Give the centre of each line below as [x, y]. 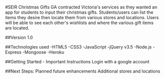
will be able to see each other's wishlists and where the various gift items [79, 23]
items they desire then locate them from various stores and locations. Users [82, 17]
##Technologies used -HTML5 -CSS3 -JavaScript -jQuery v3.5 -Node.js [78, 47]
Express [13, 52]
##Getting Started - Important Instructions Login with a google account [77, 62]
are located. [17, 28]
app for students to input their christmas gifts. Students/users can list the [79, 12]
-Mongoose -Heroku [43, 52]
